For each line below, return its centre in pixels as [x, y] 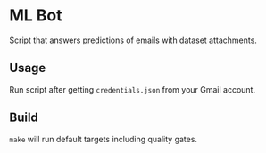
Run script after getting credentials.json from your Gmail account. [133, 89]
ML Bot [36, 16]
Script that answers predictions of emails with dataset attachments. [133, 40]
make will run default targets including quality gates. [104, 139]
